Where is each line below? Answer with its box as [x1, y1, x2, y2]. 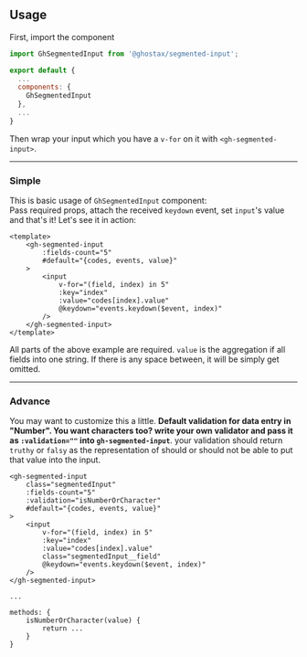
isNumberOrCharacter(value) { [26, 616, 142, 625]
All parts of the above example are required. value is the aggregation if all [9, 344, 286, 355]
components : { [17, 82, 71, 92]
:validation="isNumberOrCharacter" [26, 496, 162, 505]
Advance [9, 395, 51, 408]
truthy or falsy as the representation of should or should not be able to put [9, 445, 293, 456]
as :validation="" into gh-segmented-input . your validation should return [9, 435, 283, 446]
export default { [9, 66, 76, 75]
